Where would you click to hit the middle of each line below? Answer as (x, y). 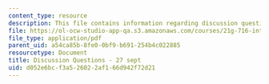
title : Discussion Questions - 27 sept (75, 61)
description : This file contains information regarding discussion (123, 23)
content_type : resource (48, 16)
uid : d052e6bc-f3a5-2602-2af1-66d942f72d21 (82, 68)
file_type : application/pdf (55, 38)
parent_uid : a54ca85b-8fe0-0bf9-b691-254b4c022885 (94, 46)
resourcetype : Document (48, 53)
